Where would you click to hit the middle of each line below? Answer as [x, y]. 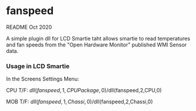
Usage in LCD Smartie [38, 66]
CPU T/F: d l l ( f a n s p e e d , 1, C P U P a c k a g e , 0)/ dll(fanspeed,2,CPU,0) [84, 90]
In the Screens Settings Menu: [43, 79]
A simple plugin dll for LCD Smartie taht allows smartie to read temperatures [98, 38]
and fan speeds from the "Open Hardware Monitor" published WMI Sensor [97, 45]
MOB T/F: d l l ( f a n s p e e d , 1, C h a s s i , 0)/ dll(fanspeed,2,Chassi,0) [79, 102]
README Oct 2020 [29, 27]
